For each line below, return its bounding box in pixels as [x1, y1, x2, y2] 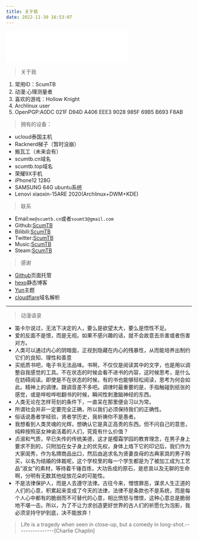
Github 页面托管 [14, 271, 52, 278]
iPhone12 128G [14, 177, 51, 184]
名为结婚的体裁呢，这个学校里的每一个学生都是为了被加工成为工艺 [30, 457, 190, 464]
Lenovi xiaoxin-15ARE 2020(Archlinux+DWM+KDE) [14, 190, 138, 197]
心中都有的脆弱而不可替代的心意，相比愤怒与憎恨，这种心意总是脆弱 [25, 494, 190, 501]
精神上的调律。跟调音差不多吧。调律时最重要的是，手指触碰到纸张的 [25, 383, 190, 391]
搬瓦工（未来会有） [14, 148, 62, 155]
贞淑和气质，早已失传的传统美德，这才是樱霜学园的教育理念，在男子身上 [14, 435, 190, 442]
